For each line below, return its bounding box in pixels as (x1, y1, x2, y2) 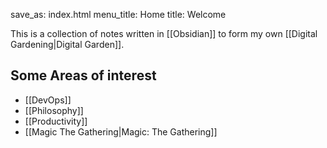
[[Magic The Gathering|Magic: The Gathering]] (24, 125, 218, 138)
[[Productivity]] (24, 115, 88, 127)
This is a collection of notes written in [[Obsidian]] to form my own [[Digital (10, 28, 318, 39)
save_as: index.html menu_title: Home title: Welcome (10, 9, 227, 20)
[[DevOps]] (24, 94, 72, 106)
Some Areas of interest (10, 67, 157, 84)
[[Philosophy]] (24, 104, 84, 116)
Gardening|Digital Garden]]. (10, 39, 125, 50)
